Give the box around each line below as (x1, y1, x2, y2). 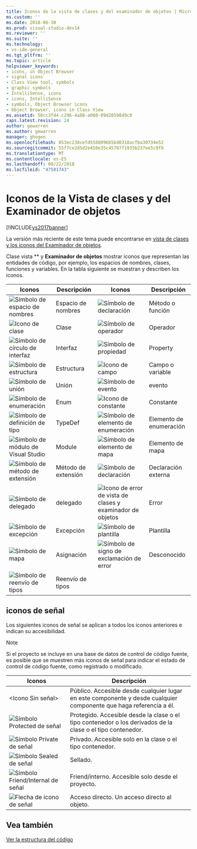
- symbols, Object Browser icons (6, 101, 88, 107)
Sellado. (70, 755, 93, 763)
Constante (148, 398, 178, 406)
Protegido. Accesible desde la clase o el (70, 711, 180, 719)
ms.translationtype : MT (6, 150, 64, 156)
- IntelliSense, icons (6, 90, 62, 96)
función (148, 306, 170, 314)
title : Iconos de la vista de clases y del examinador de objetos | (6, 8, 177, 15)
